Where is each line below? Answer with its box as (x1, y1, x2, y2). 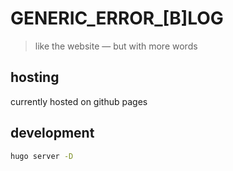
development (10, 125, 95, 142)
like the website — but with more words (34, 40, 198, 52)
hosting (10, 69, 60, 86)
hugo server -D (10, 151, 74, 161)
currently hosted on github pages (10, 95, 148, 107)
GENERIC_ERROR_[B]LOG (10, 7, 224, 30)
